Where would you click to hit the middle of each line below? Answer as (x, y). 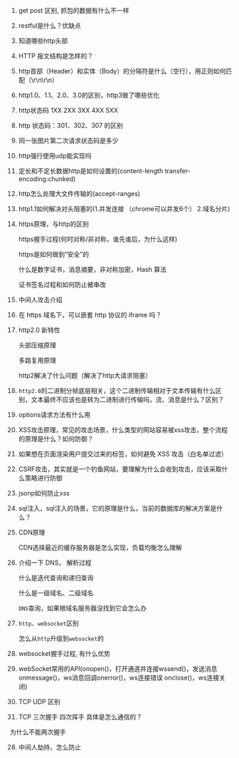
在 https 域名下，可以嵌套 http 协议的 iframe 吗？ (90, 315)
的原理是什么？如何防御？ (56, 439)
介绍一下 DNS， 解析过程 (55, 563)
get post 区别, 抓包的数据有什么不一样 (74, 10)
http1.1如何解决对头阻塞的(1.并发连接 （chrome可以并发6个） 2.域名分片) (124, 209)
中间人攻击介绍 (40, 299)
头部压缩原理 (37, 345)
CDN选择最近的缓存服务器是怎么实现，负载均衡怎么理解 (100, 547)
